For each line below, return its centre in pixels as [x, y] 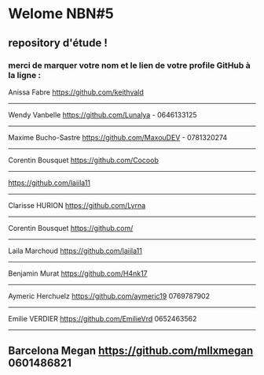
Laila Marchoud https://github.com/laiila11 [75, 251]
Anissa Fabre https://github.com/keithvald [76, 92]
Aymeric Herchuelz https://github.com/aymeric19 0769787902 [109, 295]
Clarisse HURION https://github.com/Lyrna [77, 205]
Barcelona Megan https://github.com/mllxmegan [131, 351]
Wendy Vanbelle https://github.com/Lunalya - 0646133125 [103, 114]
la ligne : [25, 75]
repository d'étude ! [58, 43]
